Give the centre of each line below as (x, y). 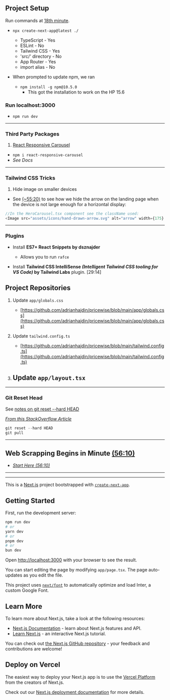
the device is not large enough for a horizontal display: (69, 204)
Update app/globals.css (38, 300)
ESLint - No (32, 46)
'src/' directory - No (41, 56)
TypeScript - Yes (38, 40)
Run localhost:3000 (30, 105)
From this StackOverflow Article (38, 419)
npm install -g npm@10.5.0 (49, 87)
